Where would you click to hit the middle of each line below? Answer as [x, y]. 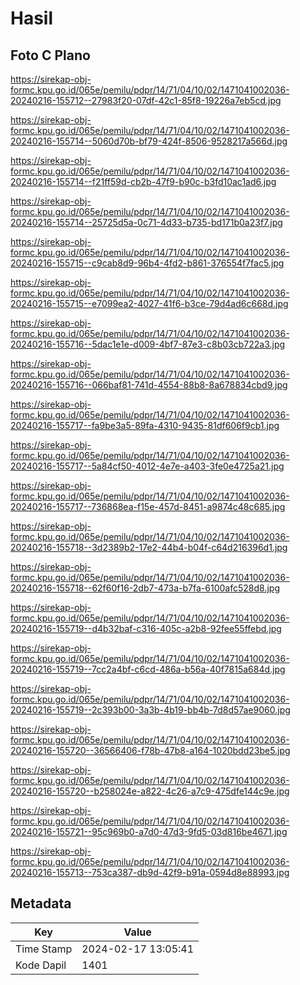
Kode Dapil [41, 965]
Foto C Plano [50, 55]
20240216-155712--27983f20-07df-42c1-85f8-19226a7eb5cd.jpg [146, 100]
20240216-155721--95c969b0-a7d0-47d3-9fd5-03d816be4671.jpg [149, 831]
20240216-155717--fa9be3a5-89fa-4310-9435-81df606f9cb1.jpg [145, 425]
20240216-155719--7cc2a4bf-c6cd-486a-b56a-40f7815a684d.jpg [148, 669]
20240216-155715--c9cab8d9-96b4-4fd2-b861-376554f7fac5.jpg [147, 263]
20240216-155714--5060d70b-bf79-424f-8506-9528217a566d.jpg [149, 141]
